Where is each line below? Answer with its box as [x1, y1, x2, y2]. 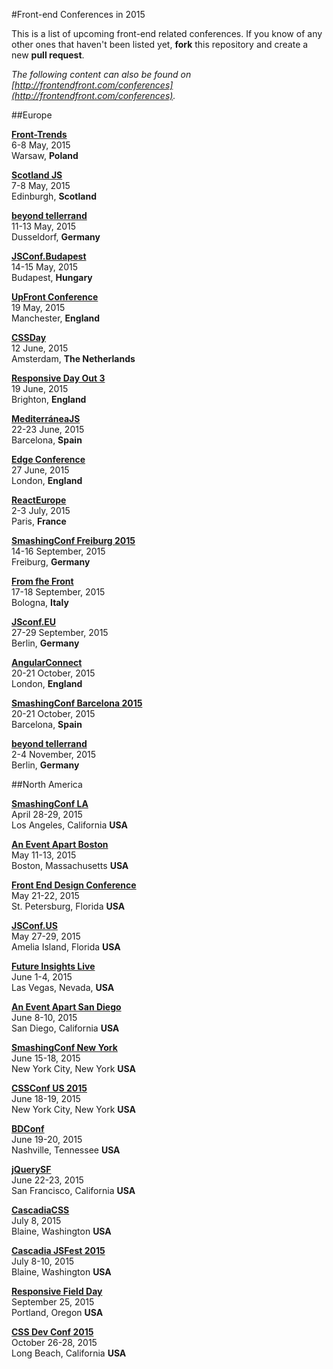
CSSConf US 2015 [11, 1082, 88, 1094]
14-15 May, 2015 [11, 261, 79, 273]
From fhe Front [11, 575, 74, 587]
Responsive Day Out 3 [11, 372, 106, 384]
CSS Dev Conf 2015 [11, 1326, 94, 1338]
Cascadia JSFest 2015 [11, 1245, 106, 1256]
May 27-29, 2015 [11, 930, 81, 942]
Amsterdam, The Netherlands [11, 353, 136, 364]
